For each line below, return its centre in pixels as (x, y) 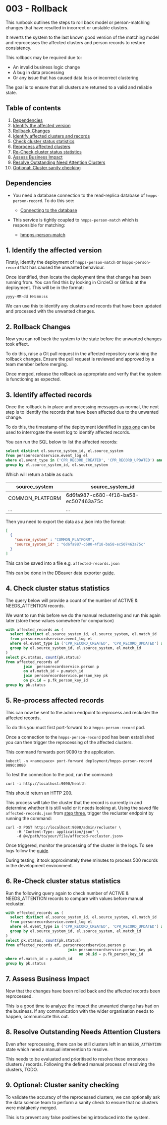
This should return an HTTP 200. (39, 793)
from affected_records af (32, 662)
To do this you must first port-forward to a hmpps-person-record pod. (75, 727)
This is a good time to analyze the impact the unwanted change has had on (82, 1006)
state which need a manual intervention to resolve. (57, 1049)
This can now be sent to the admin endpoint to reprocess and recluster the (82, 712)
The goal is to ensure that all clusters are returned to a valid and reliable (79, 87)
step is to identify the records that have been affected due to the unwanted (82, 412)
